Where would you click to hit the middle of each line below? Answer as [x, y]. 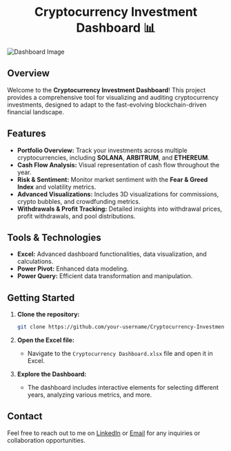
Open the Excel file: [46, 340]
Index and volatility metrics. [57, 187]
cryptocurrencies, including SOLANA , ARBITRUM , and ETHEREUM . [113, 157]
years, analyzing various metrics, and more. [90, 395]
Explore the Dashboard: [52, 374]
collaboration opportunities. [47, 440]
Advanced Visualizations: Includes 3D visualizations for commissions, [118, 194]
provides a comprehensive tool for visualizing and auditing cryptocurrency [113, 97]
